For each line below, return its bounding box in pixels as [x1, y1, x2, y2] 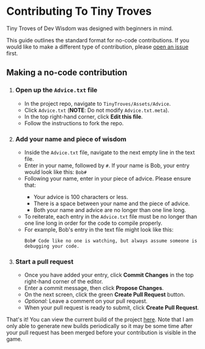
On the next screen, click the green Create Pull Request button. [24, 291, 185, 299]
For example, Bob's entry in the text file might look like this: [24, 225, 174, 233]
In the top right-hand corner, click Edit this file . [24, 112, 143, 120]
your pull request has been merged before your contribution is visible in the [6, 329, 196, 336]
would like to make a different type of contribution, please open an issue [6, 43, 188, 50]
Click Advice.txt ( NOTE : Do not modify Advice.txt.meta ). [24, 106, 170, 114]
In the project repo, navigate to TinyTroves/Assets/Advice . [24, 100, 171, 107]
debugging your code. [24, 243, 80, 249]
